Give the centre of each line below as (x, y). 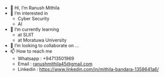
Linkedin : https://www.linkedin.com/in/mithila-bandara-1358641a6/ (88, 69)
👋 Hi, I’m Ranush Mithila (35, 8)
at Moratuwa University (42, 40)
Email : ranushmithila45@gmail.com (55, 64)
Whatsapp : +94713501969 (46, 59)
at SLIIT (26, 35)
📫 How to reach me (31, 51)
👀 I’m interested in (29, 13)
